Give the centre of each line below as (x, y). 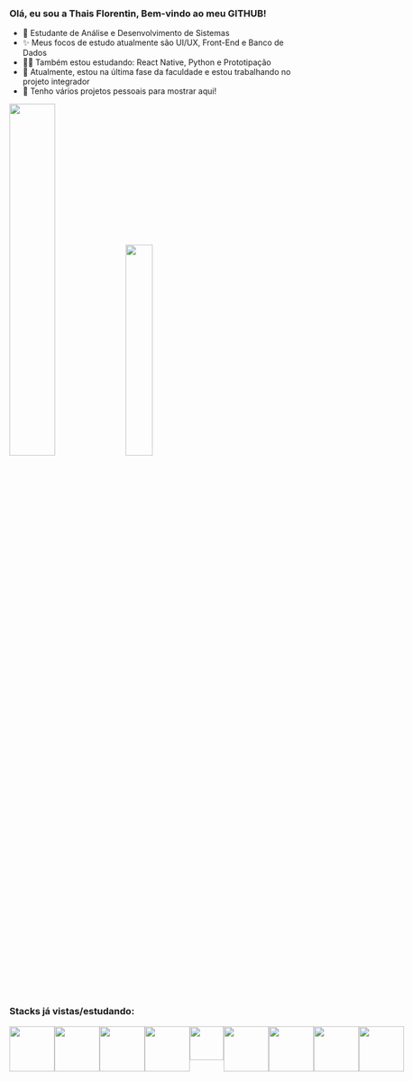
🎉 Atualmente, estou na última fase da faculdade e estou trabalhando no (156, 72)
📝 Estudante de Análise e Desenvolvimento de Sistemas (126, 33)
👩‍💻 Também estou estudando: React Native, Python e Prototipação (147, 62)
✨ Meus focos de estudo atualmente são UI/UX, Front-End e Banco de (153, 42)
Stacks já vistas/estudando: (72, 1012)
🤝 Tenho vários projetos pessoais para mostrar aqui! (119, 91)
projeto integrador (56, 82)
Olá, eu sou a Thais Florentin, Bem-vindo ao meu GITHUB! (138, 14)
